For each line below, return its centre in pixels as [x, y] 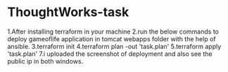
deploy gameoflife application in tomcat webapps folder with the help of [112, 38]
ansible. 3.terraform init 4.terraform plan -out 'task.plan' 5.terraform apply [114, 46]
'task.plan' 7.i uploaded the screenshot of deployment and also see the [110, 54]
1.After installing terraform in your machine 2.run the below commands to [113, 31]
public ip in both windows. [45, 61]
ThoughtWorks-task [68, 12]
